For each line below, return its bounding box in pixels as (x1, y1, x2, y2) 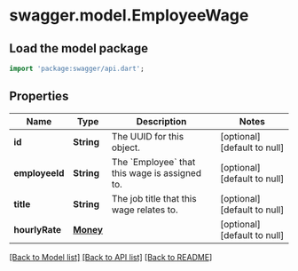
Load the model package (9, 41, 149, 56)
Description (136, 115, 187, 127)
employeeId (13, 166, 65, 179)
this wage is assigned (111, 166, 202, 179)
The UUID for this (111, 130, 184, 142)
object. (111, 141, 140, 154)
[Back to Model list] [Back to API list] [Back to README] (9, 251, 213, 262)
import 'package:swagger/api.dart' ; (9, 64, 145, 73)
